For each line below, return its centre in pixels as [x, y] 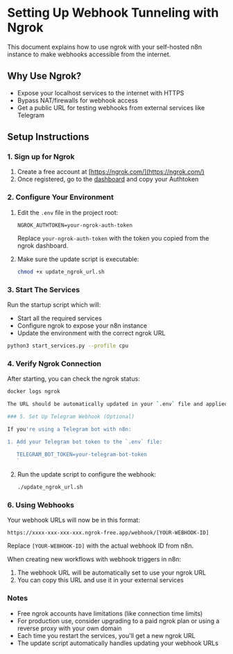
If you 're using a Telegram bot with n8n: [69, 429]
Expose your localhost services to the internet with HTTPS [101, 93]
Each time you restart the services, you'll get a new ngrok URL [106, 635]
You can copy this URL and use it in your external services [100, 580]
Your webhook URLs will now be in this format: [74, 520]
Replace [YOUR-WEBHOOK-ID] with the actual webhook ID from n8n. [101, 546]
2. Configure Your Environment [61, 198]
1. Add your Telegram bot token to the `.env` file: [85, 442]
